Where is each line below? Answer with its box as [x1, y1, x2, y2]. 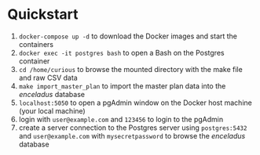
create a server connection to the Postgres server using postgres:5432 [18, 123, 247, 132]
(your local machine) [18, 106, 86, 115]
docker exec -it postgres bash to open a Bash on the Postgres [18, 48, 225, 57]
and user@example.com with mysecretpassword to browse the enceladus [18, 131, 246, 140]
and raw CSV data [18, 73, 78, 82]
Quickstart [7, 5, 79, 23]
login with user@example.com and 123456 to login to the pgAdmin [18, 114, 224, 124]
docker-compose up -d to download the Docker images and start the [18, 31, 237, 41]
